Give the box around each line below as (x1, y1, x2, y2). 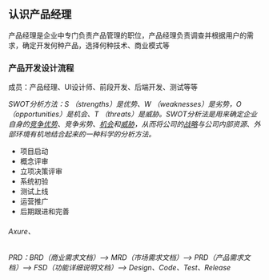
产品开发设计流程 (8, 63, 74, 74)
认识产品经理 (8, 7, 72, 22)
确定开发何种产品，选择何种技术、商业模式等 (22, 40, 170, 50)
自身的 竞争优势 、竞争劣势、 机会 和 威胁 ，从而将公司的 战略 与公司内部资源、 (8, 120, 254, 129)
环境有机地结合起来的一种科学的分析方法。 (14, 129, 156, 139)
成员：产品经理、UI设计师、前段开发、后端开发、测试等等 (8, 83, 199, 92)
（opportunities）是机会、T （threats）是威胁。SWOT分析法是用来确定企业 (8, 109, 258, 119)
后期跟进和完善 (19, 207, 70, 217)
